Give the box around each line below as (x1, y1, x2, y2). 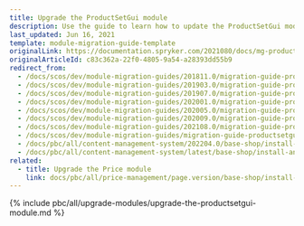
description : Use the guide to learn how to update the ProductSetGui (9, 22, 281, 31)
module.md (9, 207, 52, 218)
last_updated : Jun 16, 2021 (9, 30, 116, 39)
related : (9, 155, 43, 165)
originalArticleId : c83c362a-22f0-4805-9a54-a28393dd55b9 (9, 55, 233, 64)
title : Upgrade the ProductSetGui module (9, 13, 168, 23)
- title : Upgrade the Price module (17, 165, 152, 174)
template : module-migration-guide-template (9, 38, 176, 48)
